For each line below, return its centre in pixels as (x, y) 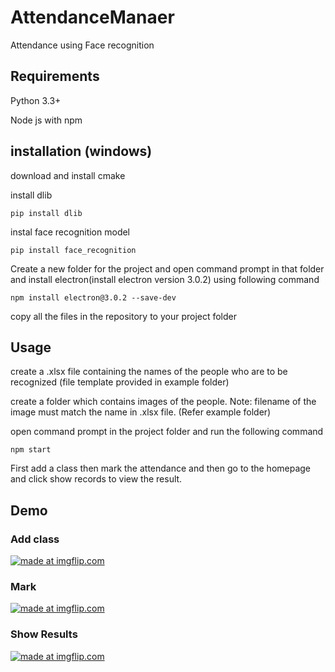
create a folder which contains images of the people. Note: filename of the (163, 402)
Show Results (44, 634)
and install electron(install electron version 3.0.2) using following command (165, 279)
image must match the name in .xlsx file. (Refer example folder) (141, 412)
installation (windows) (81, 151)
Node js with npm (46, 120)
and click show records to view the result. (96, 479)
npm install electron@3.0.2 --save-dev (93, 297)
